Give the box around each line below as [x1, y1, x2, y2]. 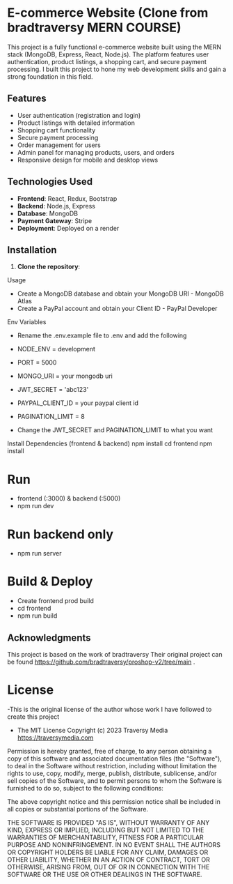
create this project [7, 712, 60, 721]
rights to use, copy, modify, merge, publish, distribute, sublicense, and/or [7, 769, 217, 777]
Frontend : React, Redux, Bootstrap [17, 194, 118, 203]
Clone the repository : [17, 263, 81, 271]
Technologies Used [7, 176, 93, 188]
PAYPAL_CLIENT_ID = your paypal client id [17, 399, 139, 407]
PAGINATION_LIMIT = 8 [17, 413, 85, 421]
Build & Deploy [7, 574, 93, 590]
